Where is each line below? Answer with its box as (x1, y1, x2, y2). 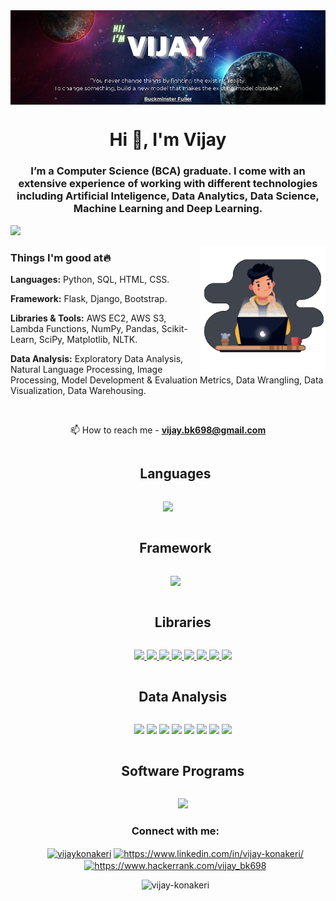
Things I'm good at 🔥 (10, 250, 112, 264)
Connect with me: (131, 824, 220, 838)
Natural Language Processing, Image (10, 363, 163, 375)
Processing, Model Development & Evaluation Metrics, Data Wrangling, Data (10, 374, 324, 386)
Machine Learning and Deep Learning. (73, 202, 263, 216)
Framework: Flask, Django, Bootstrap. (10, 292, 168, 304)
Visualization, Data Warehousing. (10, 384, 147, 396)
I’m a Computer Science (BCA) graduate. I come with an (30, 164, 306, 178)
